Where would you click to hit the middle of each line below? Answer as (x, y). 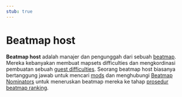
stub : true (19, 11)
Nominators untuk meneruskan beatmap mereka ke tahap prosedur (87, 81)
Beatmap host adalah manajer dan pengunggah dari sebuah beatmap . (91, 57)
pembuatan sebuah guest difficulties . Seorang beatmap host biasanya (91, 69)
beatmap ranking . (27, 88)
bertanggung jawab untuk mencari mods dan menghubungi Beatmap (90, 75)
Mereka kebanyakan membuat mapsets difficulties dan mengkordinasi (91, 63)
